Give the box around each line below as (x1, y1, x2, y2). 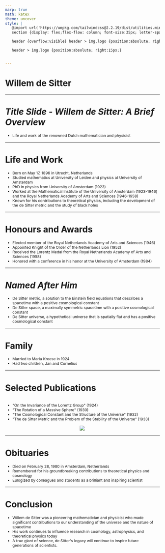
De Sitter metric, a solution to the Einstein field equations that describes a (12, 296, 143, 301)
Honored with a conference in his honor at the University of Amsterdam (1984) (12, 259, 152, 263)
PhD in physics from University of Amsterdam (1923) (12, 184, 106, 189)
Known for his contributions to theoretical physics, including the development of (12, 198, 155, 203)
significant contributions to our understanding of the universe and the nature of (12, 520, 154, 525)
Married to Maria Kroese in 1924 (12, 356, 70, 362)
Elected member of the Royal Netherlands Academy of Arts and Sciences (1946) (12, 240, 156, 245)
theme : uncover (5, 16, 36, 21)
